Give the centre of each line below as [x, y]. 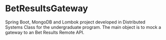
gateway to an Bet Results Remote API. [45, 32]
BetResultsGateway [47, 9]
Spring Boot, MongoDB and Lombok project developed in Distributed [75, 22]
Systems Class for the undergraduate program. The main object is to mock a [83, 27]
